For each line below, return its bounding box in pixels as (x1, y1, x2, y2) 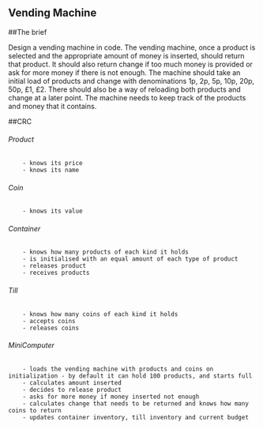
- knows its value (22, 207, 83, 216)
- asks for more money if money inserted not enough (22, 393, 200, 401)
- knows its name (22, 166, 80, 175)
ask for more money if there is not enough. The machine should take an (8, 67, 241, 77)
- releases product (22, 262, 87, 270)
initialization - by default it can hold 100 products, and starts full (8, 371, 253, 380)
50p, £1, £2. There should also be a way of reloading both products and (8, 85, 241, 94)
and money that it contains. (8, 101, 97, 111)
